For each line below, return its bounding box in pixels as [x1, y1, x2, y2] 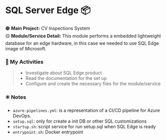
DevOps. [12, 113, 32, 119]
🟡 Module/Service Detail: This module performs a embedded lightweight [5, 33, 161, 39]
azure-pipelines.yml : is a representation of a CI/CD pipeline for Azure [12, 107, 160, 113]
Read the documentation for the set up [25, 75, 107, 81]
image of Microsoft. [5, 45, 47, 51]
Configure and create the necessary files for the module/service [25, 80, 161, 87]
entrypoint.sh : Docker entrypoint [12, 129, 83, 135]
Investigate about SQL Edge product [25, 70, 102, 76]
